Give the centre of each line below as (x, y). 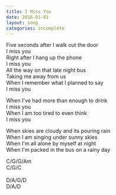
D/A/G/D (16, 180)
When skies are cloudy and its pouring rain (58, 131)
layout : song (22, 23)
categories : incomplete (36, 28)
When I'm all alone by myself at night (51, 143)
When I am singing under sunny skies (52, 138)
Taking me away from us (36, 76)
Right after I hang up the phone (44, 57)
